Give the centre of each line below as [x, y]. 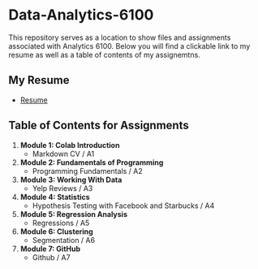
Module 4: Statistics [55, 197]
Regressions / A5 [61, 223]
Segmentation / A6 [64, 240]
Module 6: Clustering [56, 231]
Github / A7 [51, 257]
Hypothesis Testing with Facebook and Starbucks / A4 [123, 206]
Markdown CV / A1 [63, 154]
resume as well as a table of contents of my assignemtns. [104, 54]
